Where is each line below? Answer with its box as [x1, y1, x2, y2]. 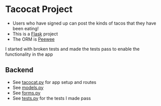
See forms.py [12, 89, 41, 96]
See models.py [12, 84, 44, 90]
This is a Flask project [12, 31, 58, 37]
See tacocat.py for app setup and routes [12, 79, 97, 85]
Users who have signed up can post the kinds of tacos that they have [12, 20, 156, 26]
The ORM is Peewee [12, 36, 55, 42]
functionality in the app [5, 51, 53, 57]
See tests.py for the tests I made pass [12, 95, 91, 101]
